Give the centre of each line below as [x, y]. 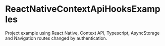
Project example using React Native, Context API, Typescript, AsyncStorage [82, 33]
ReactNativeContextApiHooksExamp [83, 9]
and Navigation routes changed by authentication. [56, 38]
